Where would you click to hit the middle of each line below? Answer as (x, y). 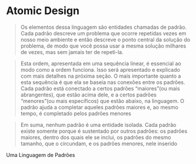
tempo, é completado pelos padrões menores (76, 113)
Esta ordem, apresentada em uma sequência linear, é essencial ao (101, 63)
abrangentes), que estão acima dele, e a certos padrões (89, 95)
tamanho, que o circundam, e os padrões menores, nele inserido (99, 143)
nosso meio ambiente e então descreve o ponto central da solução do (105, 39)
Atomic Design (43, 11)
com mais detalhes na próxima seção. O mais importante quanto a (101, 76)
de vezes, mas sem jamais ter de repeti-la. (72, 52)
